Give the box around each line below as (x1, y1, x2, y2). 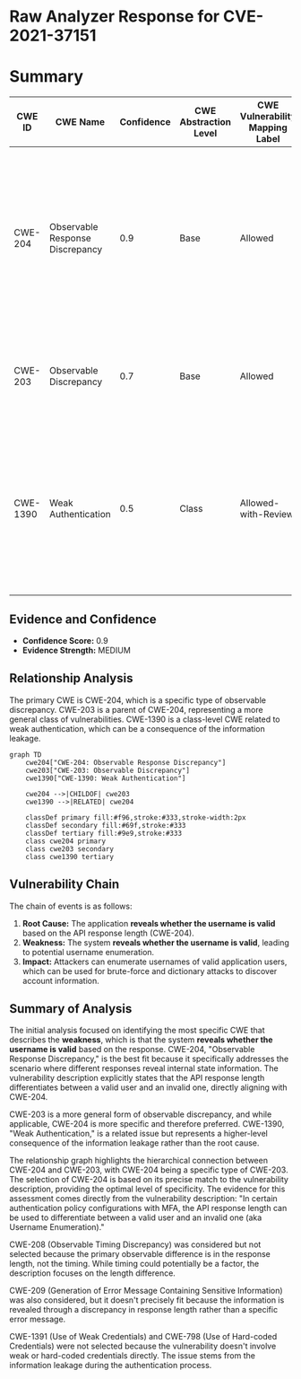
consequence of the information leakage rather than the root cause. (9, 1137, 260, 1148)
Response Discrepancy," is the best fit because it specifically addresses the (9, 1053, 289, 1065)
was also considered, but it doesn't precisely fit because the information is (9, 1295, 285, 1305)
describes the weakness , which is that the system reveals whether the (9, 1034, 273, 1045)
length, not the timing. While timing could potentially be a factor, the (9, 1259, 260, 1269)
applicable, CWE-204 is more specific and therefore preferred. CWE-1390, (9, 1119, 285, 1129)
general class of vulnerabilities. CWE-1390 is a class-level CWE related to (9, 714, 280, 725)
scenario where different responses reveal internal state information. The (9, 1063, 279, 1074)
